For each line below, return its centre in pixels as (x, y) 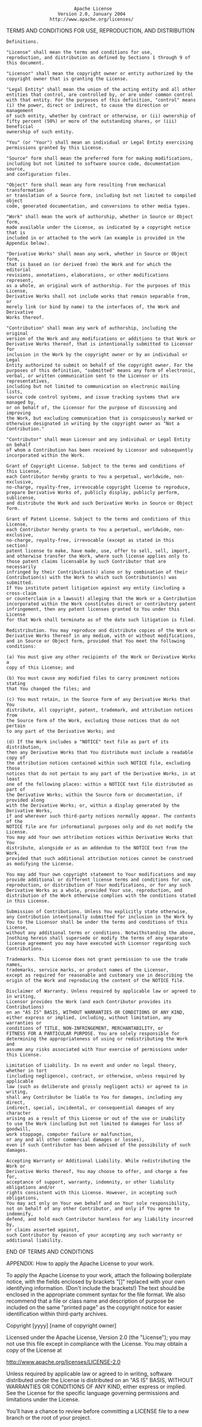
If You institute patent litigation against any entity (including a (96, 588)
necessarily (21, 567)
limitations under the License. (43, 1399)
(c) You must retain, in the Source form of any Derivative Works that (98, 700)
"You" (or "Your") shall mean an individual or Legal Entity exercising (100, 142)
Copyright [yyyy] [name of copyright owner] (61, 1325)
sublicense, (21, 498)
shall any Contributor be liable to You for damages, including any (94, 1097)
